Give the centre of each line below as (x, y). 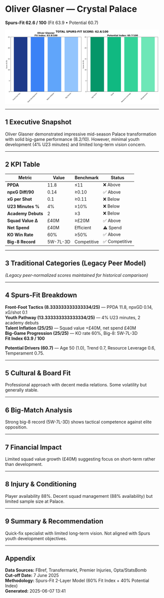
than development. (24, 464)
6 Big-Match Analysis (39, 410)
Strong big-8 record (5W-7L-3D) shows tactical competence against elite (79, 422)
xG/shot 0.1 (16, 312)
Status (117, 178)
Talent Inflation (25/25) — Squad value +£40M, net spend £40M (71, 328)
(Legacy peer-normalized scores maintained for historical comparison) (77, 275)
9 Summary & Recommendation (54, 521)
